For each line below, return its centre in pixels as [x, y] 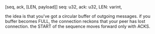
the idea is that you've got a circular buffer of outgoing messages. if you [78, 16]
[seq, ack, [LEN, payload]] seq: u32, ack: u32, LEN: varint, [64, 7]
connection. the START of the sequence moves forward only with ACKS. [78, 26]
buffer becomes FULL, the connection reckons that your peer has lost [75, 21]
